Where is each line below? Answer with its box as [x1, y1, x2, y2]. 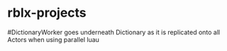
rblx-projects [7, 5, 87, 21]
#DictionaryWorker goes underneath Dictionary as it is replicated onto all [7, 28, 221, 36]
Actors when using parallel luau [7, 35, 99, 43]
